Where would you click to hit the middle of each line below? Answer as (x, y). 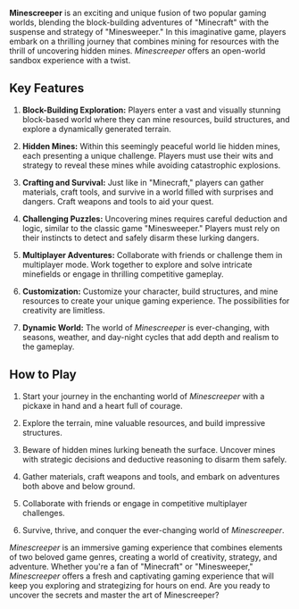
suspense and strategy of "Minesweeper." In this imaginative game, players (148, 32)
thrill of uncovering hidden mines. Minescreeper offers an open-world (137, 51)
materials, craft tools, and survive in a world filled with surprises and (148, 192)
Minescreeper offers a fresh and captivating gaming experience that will (142, 576)
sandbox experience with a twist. (70, 60)
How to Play (43, 375)
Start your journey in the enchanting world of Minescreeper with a (143, 396)
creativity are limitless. (63, 310)
